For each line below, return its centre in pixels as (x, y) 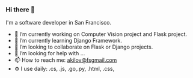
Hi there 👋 (20, 10)
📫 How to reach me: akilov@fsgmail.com (66, 60)
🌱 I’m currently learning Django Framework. (68, 41)
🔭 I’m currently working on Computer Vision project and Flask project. (101, 34)
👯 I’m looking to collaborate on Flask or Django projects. (84, 47)
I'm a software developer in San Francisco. (59, 23)
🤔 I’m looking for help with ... (50, 53)
